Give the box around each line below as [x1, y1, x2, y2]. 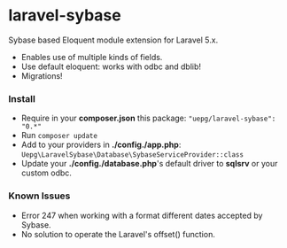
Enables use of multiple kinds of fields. [20, 51, 163, 62]
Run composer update [20, 130, 98, 141]
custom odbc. [20, 167, 73, 178]
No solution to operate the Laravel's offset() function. [20, 229, 216, 239]
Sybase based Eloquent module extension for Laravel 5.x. [8, 35, 219, 45]
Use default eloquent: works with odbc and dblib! [20, 61, 201, 72]
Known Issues [8, 190, 71, 202]
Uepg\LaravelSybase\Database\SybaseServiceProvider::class [20, 151, 244, 159]
